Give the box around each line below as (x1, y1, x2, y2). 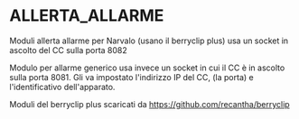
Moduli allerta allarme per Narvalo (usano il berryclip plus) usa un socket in (9, 35, 289, 46)
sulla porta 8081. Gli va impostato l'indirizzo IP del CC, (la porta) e (9, 71, 255, 82)
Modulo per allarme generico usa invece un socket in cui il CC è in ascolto (9, 62, 285, 73)
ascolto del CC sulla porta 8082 (9, 44, 128, 55)
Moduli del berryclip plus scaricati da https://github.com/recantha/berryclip (9, 98, 291, 109)
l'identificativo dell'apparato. (9, 81, 116, 92)
